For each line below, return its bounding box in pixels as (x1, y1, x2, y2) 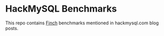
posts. (5, 25, 19, 31)
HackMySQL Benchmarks (5, 3, 117, 15)
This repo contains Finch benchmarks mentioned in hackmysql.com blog (5, 20, 159, 26)
